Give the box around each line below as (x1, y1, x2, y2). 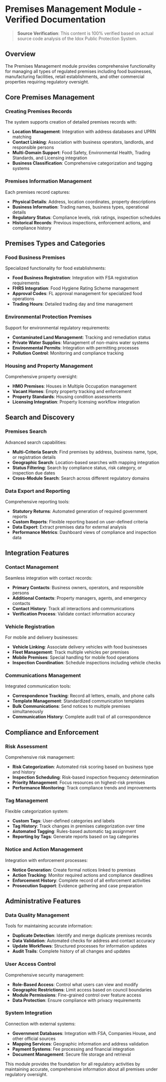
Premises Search (5, 428, 47, 435)
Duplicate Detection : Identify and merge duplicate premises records (12, 933, 152, 939)
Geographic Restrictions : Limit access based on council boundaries (12, 987, 152, 993)
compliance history (12, 225, 52, 231)
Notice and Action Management (5, 846, 83, 853)
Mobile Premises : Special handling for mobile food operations (12, 654, 139, 660)
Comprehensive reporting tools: (5, 499, 70, 505)
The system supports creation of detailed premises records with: (5, 119, 137, 125)
